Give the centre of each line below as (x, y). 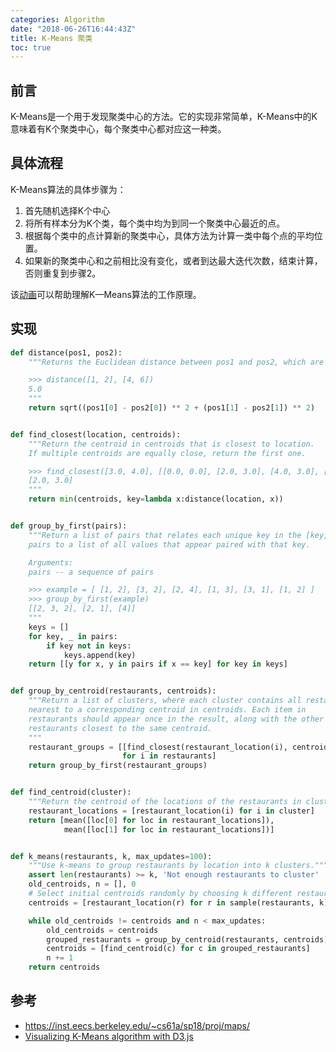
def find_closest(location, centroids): (96, 434)
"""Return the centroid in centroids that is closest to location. (171, 444)
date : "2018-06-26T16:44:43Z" (73, 29)
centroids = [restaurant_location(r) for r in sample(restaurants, (171, 902)
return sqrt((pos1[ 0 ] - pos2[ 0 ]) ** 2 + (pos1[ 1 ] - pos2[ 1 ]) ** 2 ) (172, 408)
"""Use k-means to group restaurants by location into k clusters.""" (178, 866)
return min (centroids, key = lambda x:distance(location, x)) (156, 499)
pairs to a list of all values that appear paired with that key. (169, 544)
